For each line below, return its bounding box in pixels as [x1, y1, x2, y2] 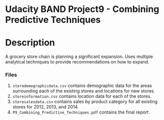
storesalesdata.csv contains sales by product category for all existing [12, 98, 158, 104]
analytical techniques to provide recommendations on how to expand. [5, 59, 149, 65]
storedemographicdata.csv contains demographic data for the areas [12, 82, 152, 88]
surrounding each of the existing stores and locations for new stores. [12, 88, 155, 94]
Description [5, 37, 55, 48]
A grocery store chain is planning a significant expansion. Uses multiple [5, 53, 153, 59]
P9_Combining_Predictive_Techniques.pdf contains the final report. [12, 109, 150, 115]
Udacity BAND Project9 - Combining [5, 3, 159, 15]
